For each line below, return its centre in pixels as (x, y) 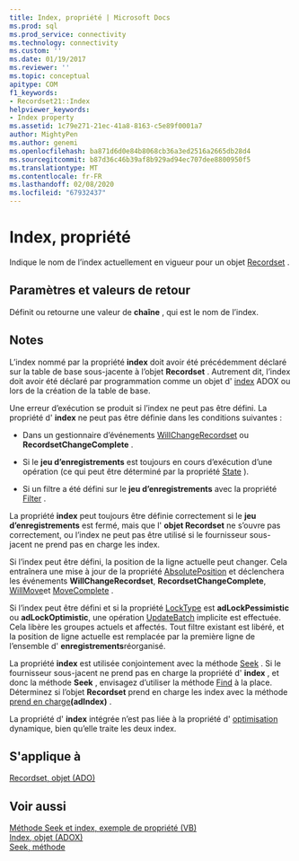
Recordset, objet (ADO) (53, 778)
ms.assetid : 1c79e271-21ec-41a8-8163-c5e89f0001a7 (106, 127)
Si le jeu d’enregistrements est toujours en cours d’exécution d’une (147, 461)
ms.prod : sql (34, 26)
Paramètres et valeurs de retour (100, 290)
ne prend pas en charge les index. (97, 544)
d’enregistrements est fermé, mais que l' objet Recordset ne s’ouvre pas (145, 525)
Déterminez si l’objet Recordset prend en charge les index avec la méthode (149, 691)
